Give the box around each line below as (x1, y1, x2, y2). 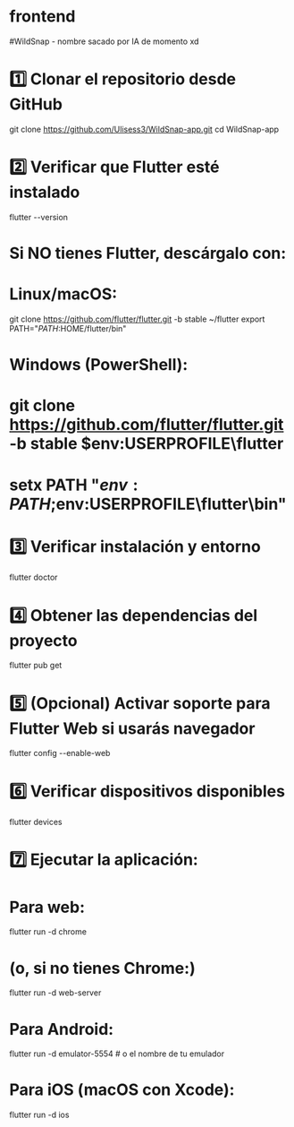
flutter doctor (9, 572, 58, 583)
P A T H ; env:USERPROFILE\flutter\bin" (9, 494, 287, 514)
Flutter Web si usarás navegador (9, 718, 256, 738)
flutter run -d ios (9, 1109, 70, 1121)
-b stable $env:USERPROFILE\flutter (9, 434, 284, 454)
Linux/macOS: (9, 284, 118, 305)
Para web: (9, 897, 86, 917)
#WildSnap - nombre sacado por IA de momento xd (9, 36, 199, 47)
